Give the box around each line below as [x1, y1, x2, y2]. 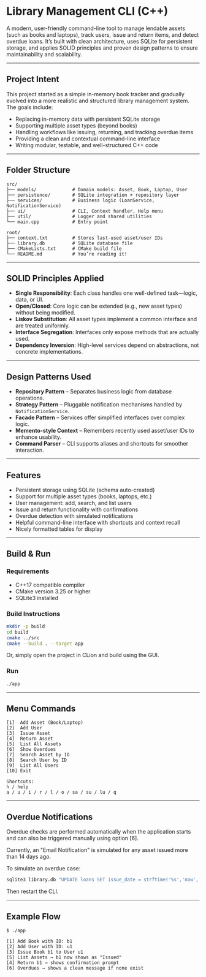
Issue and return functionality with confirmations [15, 506, 139, 513]
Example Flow [6, 911, 61, 922]
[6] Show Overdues [6, 747, 56, 753]
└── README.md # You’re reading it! [6, 251, 128, 257]
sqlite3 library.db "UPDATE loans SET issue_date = [6, 876, 141, 883]
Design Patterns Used [6, 371, 91, 382]
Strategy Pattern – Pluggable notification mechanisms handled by [15, 401, 183, 408]
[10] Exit [6, 768, 32, 774]
